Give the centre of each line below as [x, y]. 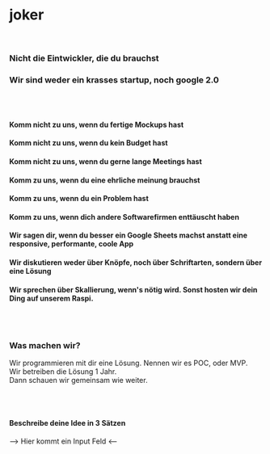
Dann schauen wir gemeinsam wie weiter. [78, 380]
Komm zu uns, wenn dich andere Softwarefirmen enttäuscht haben [124, 216]
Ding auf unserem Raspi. [51, 298]
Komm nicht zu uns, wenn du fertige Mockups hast [97, 124]
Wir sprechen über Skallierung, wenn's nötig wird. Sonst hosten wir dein [133, 289]
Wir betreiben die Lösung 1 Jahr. [63, 372]
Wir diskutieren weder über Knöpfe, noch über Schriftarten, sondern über [135, 262]
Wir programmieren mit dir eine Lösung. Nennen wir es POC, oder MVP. [129, 363]
